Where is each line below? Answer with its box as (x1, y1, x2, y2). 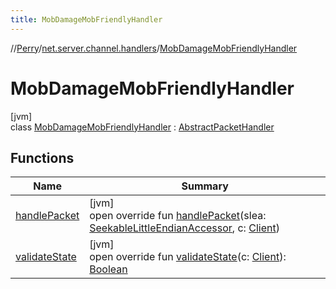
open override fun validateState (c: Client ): (89, 250, 287, 264)
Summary (181, 179, 229, 193)
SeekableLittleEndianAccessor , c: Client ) (89, 221, 280, 235)
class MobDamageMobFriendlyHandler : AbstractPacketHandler (10, 121, 275, 133)
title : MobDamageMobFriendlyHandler (10, 14, 163, 25)
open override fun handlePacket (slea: (89, 209, 267, 223)
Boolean (89, 262, 128, 276)
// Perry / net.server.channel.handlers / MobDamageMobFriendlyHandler (10, 42, 298, 54)
